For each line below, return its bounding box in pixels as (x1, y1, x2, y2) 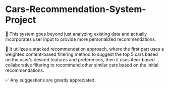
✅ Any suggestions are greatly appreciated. (5, 77, 96, 83)
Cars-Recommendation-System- (5, 4, 146, 15)
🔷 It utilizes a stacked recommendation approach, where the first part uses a (5, 46, 164, 52)
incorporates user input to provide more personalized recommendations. (5, 36, 156, 42)
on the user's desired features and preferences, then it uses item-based (5, 56, 155, 62)
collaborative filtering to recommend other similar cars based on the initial (5, 62, 159, 68)
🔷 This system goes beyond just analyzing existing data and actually (5, 31, 147, 37)
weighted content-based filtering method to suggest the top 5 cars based (5, 51, 158, 57)
